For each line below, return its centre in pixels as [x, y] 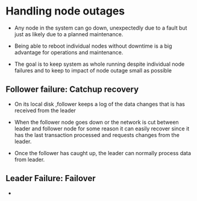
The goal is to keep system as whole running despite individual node [99, 64]
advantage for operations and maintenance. [69, 52]
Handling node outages [65, 11]
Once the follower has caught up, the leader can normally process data [102, 153]
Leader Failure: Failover [51, 178]
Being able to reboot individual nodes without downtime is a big [93, 46]
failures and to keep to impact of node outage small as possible [93, 70]
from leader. [30, 159]
